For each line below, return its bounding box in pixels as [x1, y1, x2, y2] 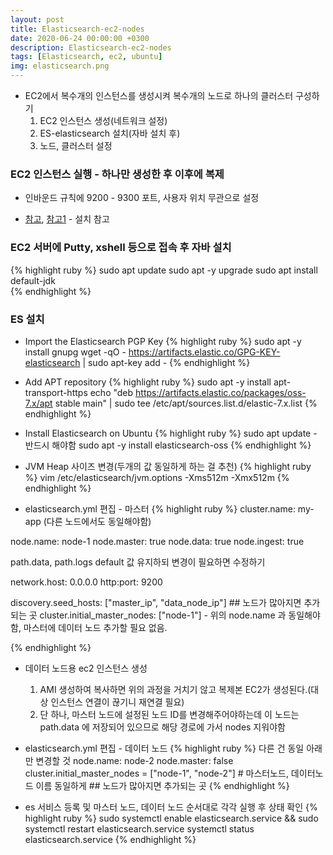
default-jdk [10, 274, 56, 286]
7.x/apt [24, 397, 53, 409]
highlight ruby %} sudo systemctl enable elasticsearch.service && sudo [24, 812, 319, 824]
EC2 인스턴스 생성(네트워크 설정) [39, 115, 168, 126]
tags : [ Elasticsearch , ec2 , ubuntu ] [10, 52, 163, 62]
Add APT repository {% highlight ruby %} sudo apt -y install [24, 376, 272, 388]
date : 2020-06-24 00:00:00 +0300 [10, 33, 150, 43]
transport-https [24, 386, 88, 398]
